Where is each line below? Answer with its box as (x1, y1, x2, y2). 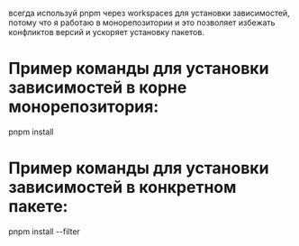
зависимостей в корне (8, 77, 187, 98)
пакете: (8, 196, 68, 217)
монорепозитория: (8, 96, 159, 117)
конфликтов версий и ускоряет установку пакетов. (8, 27, 204, 37)
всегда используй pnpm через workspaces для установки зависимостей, (8, 8, 290, 18)
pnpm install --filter (8, 225, 80, 237)
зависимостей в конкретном (8, 178, 237, 197)
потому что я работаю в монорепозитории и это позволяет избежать (8, 17, 276, 28)
